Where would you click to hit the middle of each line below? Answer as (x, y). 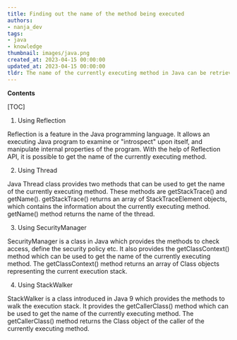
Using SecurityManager (52, 227)
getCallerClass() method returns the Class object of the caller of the (106, 321)
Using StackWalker (45, 285)
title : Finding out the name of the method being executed (96, 14)
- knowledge (25, 47)
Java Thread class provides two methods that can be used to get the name (116, 183)
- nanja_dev (25, 27)
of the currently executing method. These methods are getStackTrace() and (117, 191)
